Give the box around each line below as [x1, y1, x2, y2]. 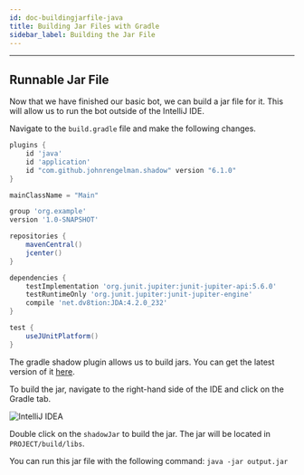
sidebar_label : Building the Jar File [9, 30, 156, 39]
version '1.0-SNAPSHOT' [9, 215, 100, 224]
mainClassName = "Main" [9, 191, 100, 200]
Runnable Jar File [9, 71, 109, 87]
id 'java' [25, 149, 63, 158]
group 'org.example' [9, 207, 88, 216]
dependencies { [9, 273, 67, 282]
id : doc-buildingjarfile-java [9, 13, 124, 23]
